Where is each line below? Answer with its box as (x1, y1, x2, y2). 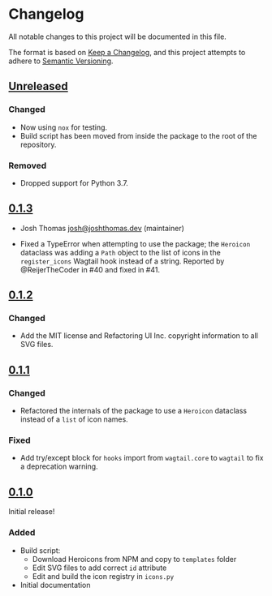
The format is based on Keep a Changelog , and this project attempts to (8, 47, 246, 57)
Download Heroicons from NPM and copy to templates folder (32, 554, 237, 564)
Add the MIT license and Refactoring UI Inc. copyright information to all (19, 331, 258, 341)
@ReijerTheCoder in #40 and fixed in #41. (19, 264, 161, 274)
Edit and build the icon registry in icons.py (32, 571, 175, 581)
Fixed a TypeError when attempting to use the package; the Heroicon (19, 238, 251, 248)
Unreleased (8, 79, 69, 93)
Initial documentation (19, 580, 91, 590)
